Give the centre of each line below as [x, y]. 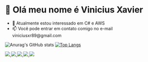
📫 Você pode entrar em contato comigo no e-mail [62, 28]
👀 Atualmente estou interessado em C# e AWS [58, 23]
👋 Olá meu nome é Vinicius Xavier [74, 10]
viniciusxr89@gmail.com [37, 35]
